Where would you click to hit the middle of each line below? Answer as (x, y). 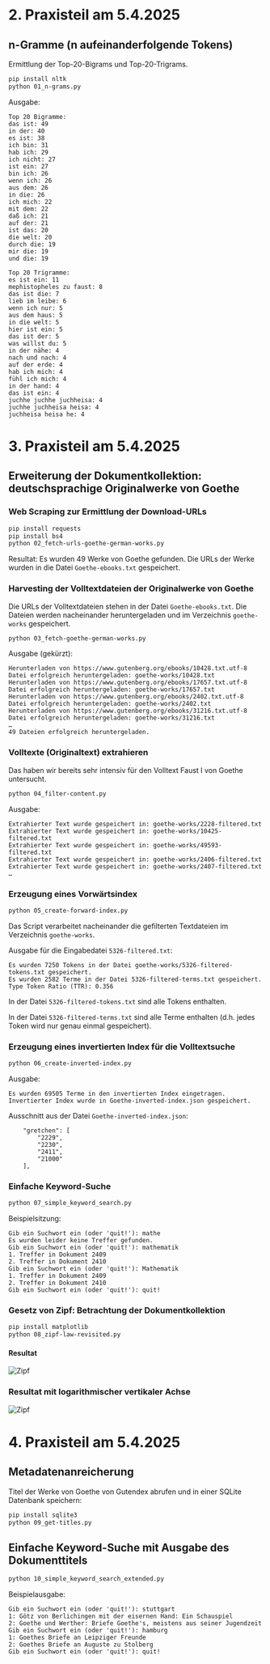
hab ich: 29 (28, 152)
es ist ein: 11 (34, 280)
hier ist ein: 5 (36, 329)
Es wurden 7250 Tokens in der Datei (70, 965)
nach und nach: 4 (38, 358)
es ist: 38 (27, 138)
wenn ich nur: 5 (36, 308)
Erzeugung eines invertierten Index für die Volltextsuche (122, 1046)
